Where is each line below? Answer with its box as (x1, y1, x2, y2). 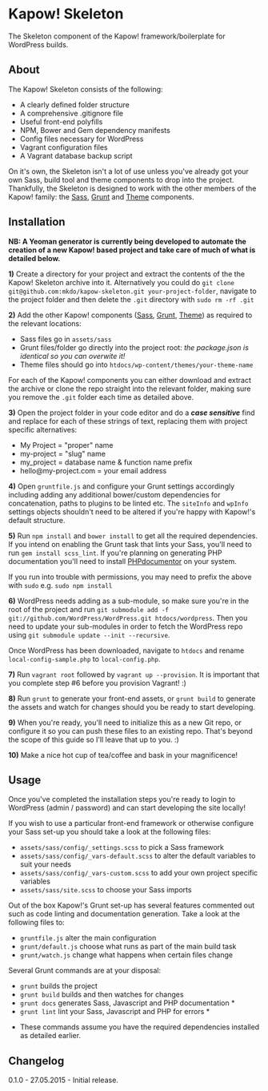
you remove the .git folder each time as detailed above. (8, 392, 194, 401)
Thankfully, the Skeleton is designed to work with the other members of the (8, 183, 257, 193)
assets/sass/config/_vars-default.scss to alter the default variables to (19, 851, 256, 861)
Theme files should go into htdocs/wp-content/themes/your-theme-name (19, 360, 254, 369)
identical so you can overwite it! (19, 351, 126, 360)
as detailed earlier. (19, 1031, 82, 1041)
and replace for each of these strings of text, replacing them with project (8, 416, 248, 425)
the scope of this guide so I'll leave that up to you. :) (8, 735, 180, 744)
